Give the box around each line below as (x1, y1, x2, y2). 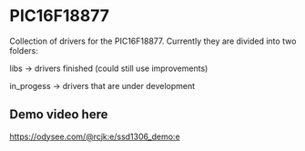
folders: (9, 45, 38, 55)
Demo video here (9, 106, 108, 123)
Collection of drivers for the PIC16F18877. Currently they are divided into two (9, 35, 297, 46)
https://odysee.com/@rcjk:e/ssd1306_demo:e (9, 131, 180, 142)
